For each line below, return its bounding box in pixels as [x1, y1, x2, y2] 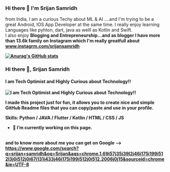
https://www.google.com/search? [5, 145, 79, 152]
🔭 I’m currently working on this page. [12, 125, 92, 131]
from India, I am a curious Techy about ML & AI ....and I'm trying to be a [5, 16, 154, 22]
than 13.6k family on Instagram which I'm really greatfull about [5, 38, 140, 44]
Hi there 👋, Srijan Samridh [5, 66, 70, 73]
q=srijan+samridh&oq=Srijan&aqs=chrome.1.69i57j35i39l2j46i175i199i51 [5, 151, 163, 157]
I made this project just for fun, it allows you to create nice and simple [5, 99, 155, 106]
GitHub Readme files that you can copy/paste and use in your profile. [5, 105, 154, 111]
